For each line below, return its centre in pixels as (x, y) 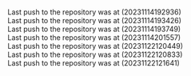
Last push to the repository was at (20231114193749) (94, 29)
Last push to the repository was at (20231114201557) (94, 38)
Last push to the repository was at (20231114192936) (94, 12)
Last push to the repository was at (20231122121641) (94, 63)
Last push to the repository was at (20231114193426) (94, 20)
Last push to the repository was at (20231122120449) (95, 46)
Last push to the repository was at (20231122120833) (95, 54)
